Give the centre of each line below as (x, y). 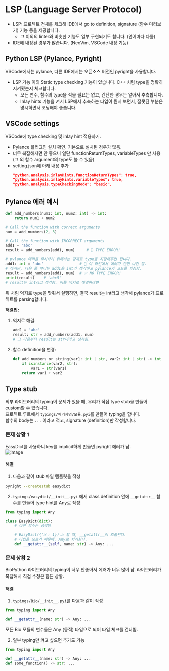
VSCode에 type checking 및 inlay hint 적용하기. (53, 136)
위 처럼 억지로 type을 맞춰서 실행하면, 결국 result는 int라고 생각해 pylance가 (80, 293)
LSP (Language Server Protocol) (74, 9)
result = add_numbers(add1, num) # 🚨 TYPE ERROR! (63, 250)
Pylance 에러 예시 (32, 201)
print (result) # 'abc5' (33, 278)
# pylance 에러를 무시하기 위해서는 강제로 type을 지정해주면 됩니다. (68, 259)
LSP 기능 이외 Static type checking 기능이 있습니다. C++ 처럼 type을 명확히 (88, 82)
